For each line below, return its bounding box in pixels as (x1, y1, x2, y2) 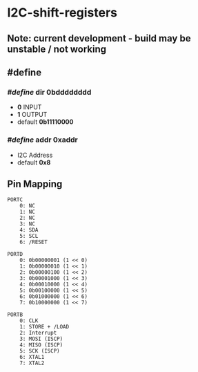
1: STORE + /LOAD (19, 324, 70, 331)
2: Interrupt (19, 330, 57, 337)
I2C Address (17, 151, 53, 159)
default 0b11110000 (17, 118, 74, 126)
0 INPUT (17, 103, 42, 111)
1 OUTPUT (17, 111, 48, 119)
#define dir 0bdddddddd (7, 87, 92, 97)
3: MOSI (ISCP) (19, 335, 63, 343)
